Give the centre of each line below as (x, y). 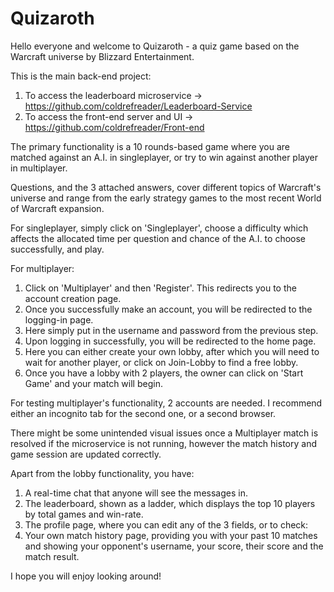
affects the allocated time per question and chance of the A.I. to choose (158, 238)
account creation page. (73, 298)
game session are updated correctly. (86, 454)
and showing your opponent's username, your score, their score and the (174, 546)
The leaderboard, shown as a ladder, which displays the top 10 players (170, 503)
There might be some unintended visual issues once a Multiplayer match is (164, 433)
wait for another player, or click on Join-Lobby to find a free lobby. (161, 362)
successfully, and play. (57, 249)
